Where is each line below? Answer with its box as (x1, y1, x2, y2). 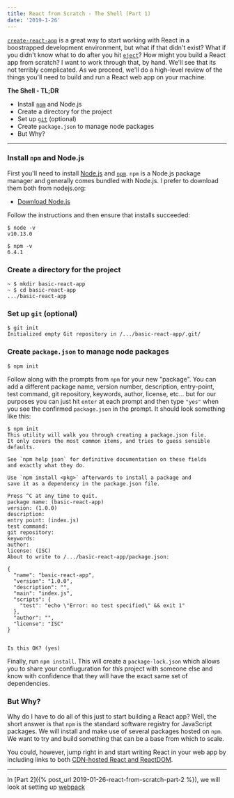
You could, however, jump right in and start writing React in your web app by (7, 748, 226, 756)
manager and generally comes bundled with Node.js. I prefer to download (7, 176, 219, 185)
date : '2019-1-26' (7, 17, 61, 24)
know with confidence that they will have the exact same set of (7, 671, 188, 680)
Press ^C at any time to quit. (7, 492, 98, 499)
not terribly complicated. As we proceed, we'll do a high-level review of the (7, 65, 223, 74)
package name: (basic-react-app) (7, 499, 104, 506)
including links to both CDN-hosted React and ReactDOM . (7, 755, 173, 763)
